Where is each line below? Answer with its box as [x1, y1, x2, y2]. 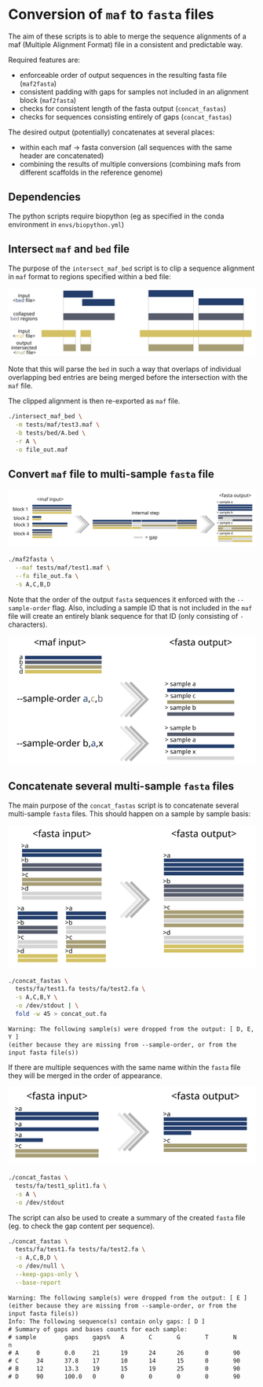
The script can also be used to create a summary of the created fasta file [8, 1212, 246, 1222]
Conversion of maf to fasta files [8, 6, 214, 24]
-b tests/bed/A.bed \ [15, 429, 86, 437]
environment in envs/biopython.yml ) [8, 219, 124, 229]
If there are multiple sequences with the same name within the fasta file [8, 1062, 241, 1072]
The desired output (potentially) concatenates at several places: [8, 127, 215, 137]
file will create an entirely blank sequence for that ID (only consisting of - [8, 611, 244, 620]
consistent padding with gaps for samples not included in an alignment [19, 86, 249, 96]
